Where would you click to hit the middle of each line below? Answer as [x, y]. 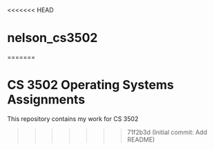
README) [141, 139]
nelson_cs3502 [52, 38]
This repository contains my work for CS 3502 [73, 119]
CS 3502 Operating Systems [90, 85]
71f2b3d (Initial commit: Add [167, 132]
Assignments [46, 100]
